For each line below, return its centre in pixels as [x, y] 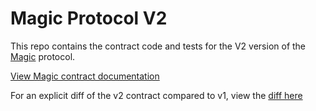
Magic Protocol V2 [89, 18]
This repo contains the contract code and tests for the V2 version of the [158, 46]
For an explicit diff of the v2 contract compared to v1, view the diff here [156, 95]
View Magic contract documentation [85, 76]
